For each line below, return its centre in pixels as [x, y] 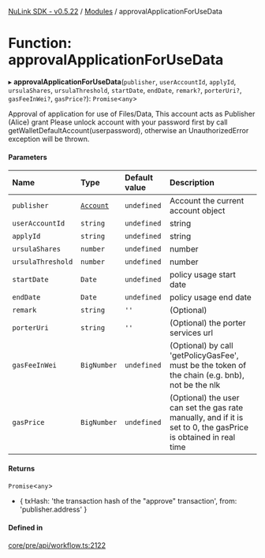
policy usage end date [211, 297]
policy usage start [203, 275]
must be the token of [208, 366]
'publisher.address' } [53, 510]
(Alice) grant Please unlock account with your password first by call [118, 122]
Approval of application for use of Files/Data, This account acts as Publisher [132, 113]
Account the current [207, 201]
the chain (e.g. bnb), [207, 375]
